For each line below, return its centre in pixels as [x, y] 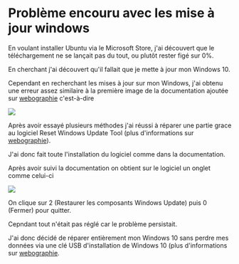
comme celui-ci [31, 175]
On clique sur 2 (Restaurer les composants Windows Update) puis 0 [107, 202]
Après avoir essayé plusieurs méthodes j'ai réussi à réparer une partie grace [120, 125]
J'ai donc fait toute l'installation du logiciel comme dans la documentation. [117, 154]
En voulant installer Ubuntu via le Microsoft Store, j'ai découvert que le [111, 48]
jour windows [49, 28]
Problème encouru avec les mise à [112, 13]
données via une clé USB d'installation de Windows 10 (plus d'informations [118, 245]
